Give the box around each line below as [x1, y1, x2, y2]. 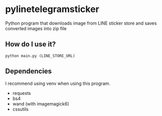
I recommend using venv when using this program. [5, 80, 111, 86]
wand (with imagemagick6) [12, 100, 69, 106]
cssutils [12, 106, 29, 112]
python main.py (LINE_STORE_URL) [5, 53, 75, 58]
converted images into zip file [5, 25, 67, 31]
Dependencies [5, 67, 52, 76]
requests [12, 90, 31, 96]
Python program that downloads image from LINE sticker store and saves [5, 20, 157, 26]
